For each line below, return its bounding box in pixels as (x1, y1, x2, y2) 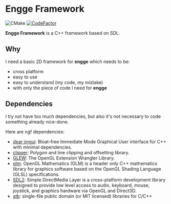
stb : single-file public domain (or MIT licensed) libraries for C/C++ (12, 193, 153, 199)
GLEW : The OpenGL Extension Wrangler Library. (12, 155, 115, 161)
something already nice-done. (5, 118, 69, 125)
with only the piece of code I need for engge (12, 85, 108, 91)
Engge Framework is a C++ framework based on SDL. (5, 30, 120, 36)
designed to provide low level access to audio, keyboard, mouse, (12, 182, 150, 188)
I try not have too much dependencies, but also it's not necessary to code (5, 113, 161, 119)
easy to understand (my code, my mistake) (12, 79, 103, 85)
